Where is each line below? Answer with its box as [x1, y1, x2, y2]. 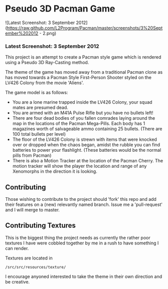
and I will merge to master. [5, 207, 60, 213]
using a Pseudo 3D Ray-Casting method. [5, 60, 89, 66]
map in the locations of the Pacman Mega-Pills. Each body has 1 [12, 121, 145, 127]
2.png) [42, 30, 57, 36]
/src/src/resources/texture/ [5, 264, 66, 269]
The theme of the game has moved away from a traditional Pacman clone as [5, 69, 163, 75]
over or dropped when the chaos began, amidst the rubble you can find [12, 142, 160, 148]
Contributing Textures [5, 221, 76, 230]
